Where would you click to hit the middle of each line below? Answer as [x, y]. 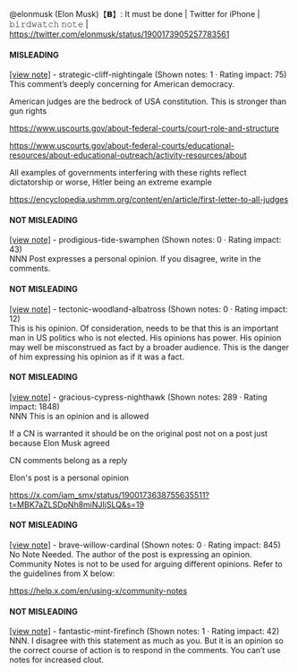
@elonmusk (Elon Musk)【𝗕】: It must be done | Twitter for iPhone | [135, 14]
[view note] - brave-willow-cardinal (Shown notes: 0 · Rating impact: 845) [145, 545]
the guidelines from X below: [62, 573]
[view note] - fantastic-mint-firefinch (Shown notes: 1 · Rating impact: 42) [145, 632]
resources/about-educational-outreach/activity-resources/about [128, 155]
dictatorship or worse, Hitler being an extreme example [111, 182]
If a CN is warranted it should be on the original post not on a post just [139, 433]
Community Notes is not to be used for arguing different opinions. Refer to [146, 564]
